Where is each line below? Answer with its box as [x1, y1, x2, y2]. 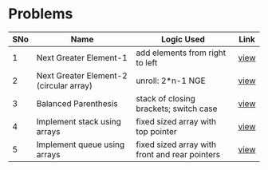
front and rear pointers [135, 148, 221, 160]
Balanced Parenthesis [36, 97, 118, 109]
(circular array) [36, 80, 93, 91]
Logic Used [160, 34, 206, 45]
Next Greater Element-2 [36, 69, 128, 81]
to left [135, 57, 158, 68]
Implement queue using [36, 139, 125, 150]
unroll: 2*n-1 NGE [135, 75, 206, 86]
